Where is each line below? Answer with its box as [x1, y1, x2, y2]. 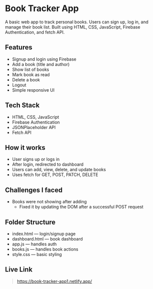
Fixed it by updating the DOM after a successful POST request [19, 204, 144, 210]
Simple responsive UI [12, 87, 55, 93]
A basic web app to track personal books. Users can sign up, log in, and [5, 19, 149, 25]
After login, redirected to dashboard [12, 161, 84, 167]
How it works [5, 144, 46, 152]
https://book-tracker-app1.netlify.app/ [16, 278, 92, 284]
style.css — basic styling [12, 252, 62, 257]
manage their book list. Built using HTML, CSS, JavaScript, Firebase [5, 24, 140, 30]
